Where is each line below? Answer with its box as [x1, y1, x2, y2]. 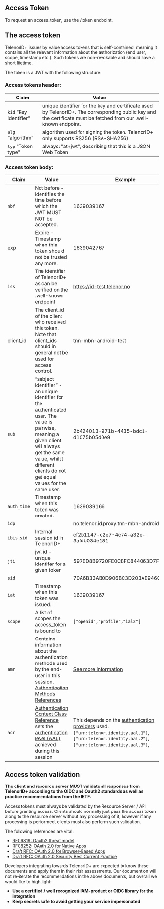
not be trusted [35, 254, 67, 261]
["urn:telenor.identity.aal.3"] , [73, 741, 150, 748]
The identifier [35, 268, 66, 275]
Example [115, 176, 136, 183]
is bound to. [35, 627, 62, 634]
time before [35, 197, 61, 204]
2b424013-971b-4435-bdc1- [73, 428, 148, 435]
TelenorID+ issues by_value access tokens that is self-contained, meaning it [5, 44, 157, 50]
